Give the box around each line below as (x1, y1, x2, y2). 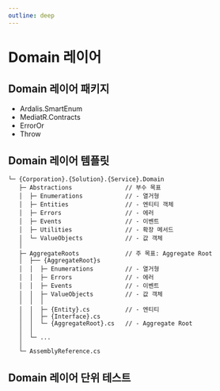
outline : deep (8, 11, 55, 20)
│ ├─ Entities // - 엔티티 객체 (18, 201, 174, 209)
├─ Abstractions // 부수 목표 (18, 184, 161, 192)
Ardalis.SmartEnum (19, 104, 83, 113)
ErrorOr (19, 121, 45, 130)
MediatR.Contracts (19, 112, 81, 121)
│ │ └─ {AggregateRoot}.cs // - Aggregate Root (18, 320, 193, 328)
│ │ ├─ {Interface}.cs (18, 312, 101, 321)
